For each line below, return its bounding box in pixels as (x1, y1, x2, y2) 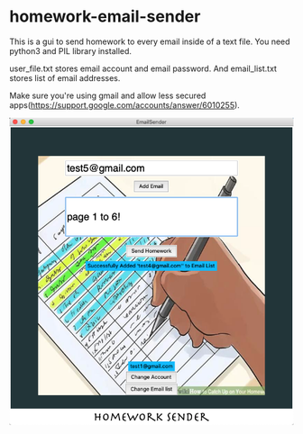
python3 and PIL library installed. (9, 45, 133, 56)
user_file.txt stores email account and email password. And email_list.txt (9, 63, 278, 74)
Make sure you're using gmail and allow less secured (9, 90, 207, 101)
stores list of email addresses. (9, 72, 121, 83)
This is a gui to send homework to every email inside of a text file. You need (9, 36, 290, 47)
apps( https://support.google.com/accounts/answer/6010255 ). (9, 99, 241, 110)
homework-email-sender (9, 6, 201, 27)
